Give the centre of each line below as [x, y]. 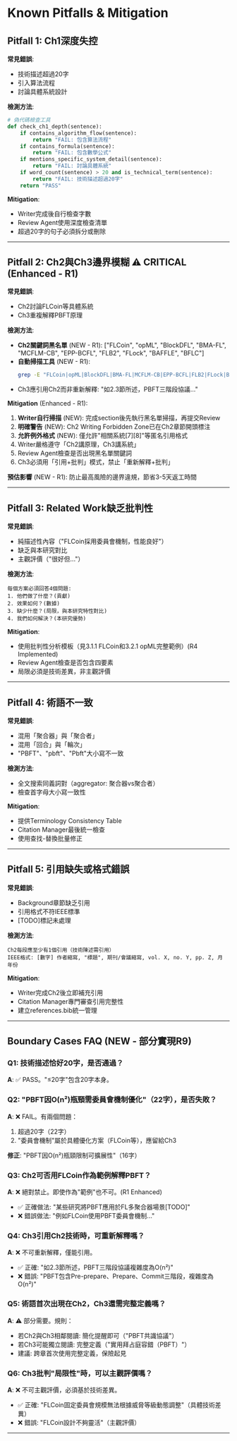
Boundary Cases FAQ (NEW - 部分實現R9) [99, 1041]
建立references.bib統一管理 [57, 1010]
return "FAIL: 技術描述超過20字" [78, 179]
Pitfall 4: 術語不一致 [50, 702]
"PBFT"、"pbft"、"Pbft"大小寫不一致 [71, 753]
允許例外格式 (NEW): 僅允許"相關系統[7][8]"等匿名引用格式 [103, 436]
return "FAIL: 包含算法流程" [72, 140]
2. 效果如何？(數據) [34, 604]
